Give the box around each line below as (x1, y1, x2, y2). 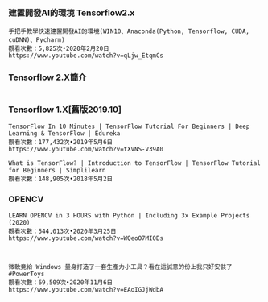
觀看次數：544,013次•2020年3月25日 (8, 227, 117, 236)
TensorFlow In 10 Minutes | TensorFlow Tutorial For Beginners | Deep (8, 122, 250, 131)
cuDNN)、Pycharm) (8, 36, 66, 44)
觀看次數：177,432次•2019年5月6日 (8, 139, 113, 147)
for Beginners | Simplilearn (8, 167, 106, 175)
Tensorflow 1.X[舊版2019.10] (8, 104, 122, 115)
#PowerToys (8, 270, 45, 278)
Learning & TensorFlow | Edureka (8, 130, 121, 138)
